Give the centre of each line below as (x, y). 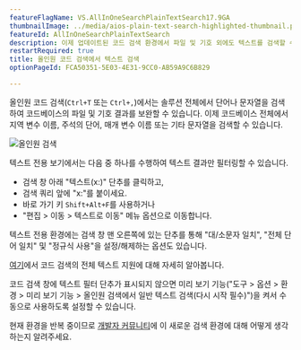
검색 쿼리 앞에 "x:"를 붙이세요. (74, 193)
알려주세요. (52, 337)
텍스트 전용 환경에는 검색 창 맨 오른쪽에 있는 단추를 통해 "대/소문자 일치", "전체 (146, 234)
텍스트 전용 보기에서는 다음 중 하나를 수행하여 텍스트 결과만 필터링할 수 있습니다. (149, 162)
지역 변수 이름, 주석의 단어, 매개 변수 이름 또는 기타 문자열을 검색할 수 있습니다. (146, 124)
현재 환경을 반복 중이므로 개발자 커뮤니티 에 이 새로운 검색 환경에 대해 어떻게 (141, 325)
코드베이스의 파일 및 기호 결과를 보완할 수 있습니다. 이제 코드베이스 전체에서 (157, 113)
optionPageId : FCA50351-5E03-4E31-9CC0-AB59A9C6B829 (110, 68)
